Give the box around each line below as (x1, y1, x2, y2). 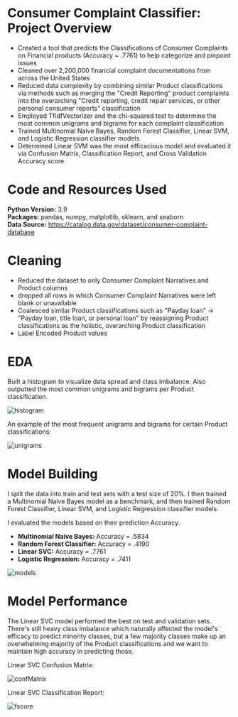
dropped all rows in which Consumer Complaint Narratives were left (17, 291, 217, 300)
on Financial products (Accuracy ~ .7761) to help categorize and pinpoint (17, 51, 231, 60)
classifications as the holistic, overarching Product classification (17, 321, 206, 329)
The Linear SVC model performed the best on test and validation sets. (7, 616, 212, 625)
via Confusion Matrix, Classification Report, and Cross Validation (17, 149, 207, 158)
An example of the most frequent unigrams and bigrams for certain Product (7, 420, 228, 428)
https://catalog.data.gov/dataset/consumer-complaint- (48, 220, 208, 229)
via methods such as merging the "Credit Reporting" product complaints (17, 89, 229, 97)
